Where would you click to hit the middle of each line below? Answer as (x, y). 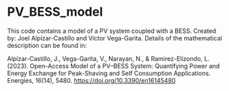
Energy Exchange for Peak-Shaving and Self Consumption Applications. (109, 73)
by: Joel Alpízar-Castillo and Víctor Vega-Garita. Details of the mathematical (115, 38)
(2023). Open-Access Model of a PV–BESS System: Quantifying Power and (113, 66)
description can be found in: (47, 45)
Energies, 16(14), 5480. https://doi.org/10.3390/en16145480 (91, 80)
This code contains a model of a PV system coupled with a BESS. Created (112, 31)
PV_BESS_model (55, 12)
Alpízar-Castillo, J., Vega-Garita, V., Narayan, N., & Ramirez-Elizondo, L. (108, 58)
